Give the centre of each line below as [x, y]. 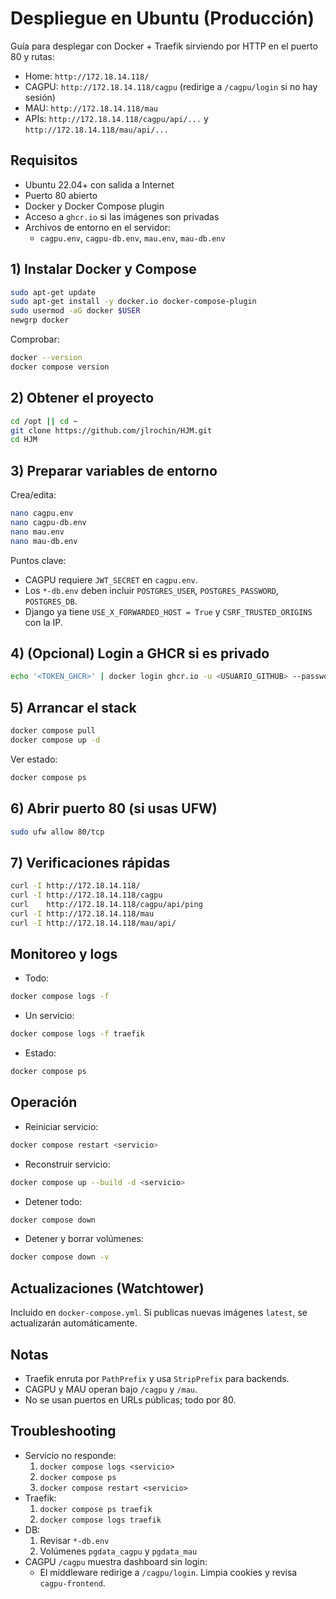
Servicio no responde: [70, 1455]
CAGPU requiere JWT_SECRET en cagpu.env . [111, 579]
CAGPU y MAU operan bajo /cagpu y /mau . [111, 1389]
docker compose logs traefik [100, 1520]
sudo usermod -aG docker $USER [75, 311]
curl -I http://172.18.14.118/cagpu [86, 895]
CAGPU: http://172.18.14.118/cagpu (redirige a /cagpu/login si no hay [171, 86]
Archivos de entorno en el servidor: [97, 227]
